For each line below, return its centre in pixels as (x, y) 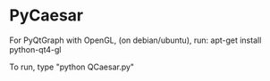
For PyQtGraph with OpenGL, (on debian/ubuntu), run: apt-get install (135, 40)
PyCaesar (46, 16)
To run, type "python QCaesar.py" (72, 67)
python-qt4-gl (35, 49)
